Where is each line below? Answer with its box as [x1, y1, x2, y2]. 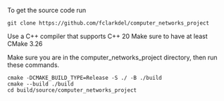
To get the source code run [7, 6, 87, 14]
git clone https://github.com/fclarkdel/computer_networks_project [7, 20, 210, 27]
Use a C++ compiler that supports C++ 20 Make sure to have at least [7, 32, 208, 40]
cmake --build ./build [7, 81, 74, 88]
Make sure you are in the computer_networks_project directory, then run [7, 53, 218, 61]
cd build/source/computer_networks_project [7, 87, 137, 94]
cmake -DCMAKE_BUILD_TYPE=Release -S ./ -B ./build [7, 74, 162, 81]
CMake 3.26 [7, 40, 43, 48]
